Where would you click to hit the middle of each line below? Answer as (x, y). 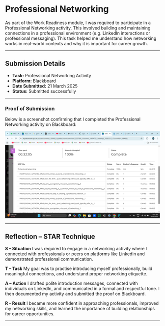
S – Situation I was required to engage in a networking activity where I (76, 248)
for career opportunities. (30, 314)
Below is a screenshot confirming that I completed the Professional (73, 119)
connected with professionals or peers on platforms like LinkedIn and (75, 254)
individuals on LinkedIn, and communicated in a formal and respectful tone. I (82, 288)
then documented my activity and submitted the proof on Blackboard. (75, 294)
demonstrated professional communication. (49, 259)
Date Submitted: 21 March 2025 (45, 86)
